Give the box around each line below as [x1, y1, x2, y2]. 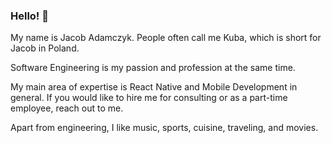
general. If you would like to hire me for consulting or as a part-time [10, 92, 288, 104]
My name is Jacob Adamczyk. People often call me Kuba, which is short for [10, 32, 322, 44]
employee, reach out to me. [10, 102, 124, 114]
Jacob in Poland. [10, 42, 80, 54]
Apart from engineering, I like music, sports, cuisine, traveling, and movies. [10, 122, 319, 134]
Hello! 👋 [10, 9, 50, 23]
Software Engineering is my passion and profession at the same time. [10, 62, 296, 74]
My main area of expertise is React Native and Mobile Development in [10, 81, 298, 93]
